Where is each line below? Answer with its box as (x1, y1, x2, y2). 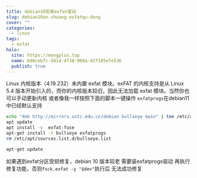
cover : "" (6, 19, 30, 25)
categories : (6, 25, 35, 31)
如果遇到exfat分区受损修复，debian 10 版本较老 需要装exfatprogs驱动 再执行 (6, 157, 191, 164)
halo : (6, 47, 19, 53)
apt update (6, 119, 33, 125)
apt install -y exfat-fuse (6, 125, 75, 131)
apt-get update (6, 146, 43, 152)
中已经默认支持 (6, 102, 42, 109)
